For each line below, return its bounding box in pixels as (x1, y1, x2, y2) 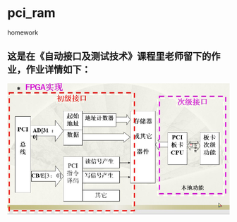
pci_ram (7, 5, 56, 21)
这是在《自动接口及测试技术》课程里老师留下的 (7, 51, 212, 63)
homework (7, 28, 39, 37)
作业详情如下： (25, 63, 91, 75)
